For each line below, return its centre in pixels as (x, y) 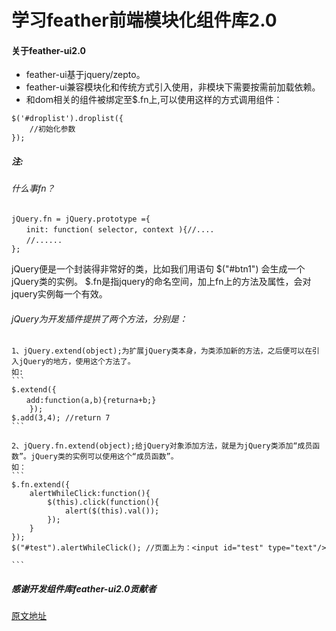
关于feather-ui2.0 (48, 50)
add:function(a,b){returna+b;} (91, 401)
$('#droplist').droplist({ (67, 119)
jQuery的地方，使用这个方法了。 (77, 362)
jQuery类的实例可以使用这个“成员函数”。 (104, 457)
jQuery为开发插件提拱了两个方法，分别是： (99, 318)
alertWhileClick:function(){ (90, 494)
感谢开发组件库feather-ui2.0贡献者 (84, 588)
